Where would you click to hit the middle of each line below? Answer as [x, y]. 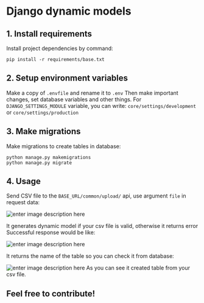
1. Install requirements [49, 34]
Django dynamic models [69, 11]
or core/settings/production [43, 112]
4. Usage [23, 181]
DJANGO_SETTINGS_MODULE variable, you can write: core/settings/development [101, 105]
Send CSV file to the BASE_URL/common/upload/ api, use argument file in [96, 196]
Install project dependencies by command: [60, 48]
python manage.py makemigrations [49, 157]
